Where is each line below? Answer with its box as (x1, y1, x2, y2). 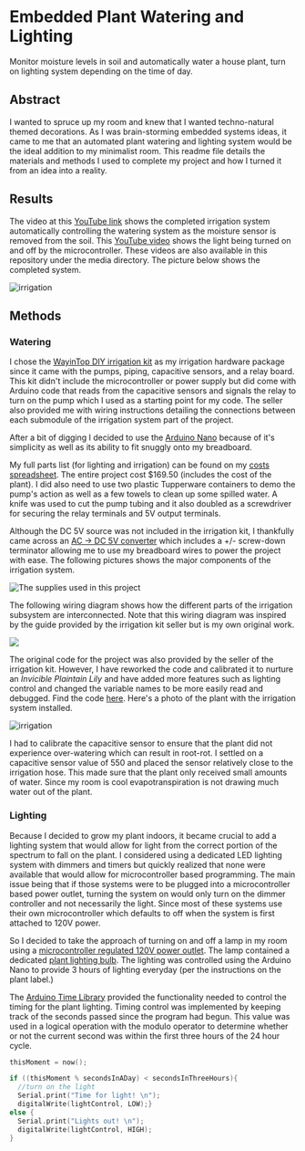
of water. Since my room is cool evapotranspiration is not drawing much (9, 777, 280, 788)
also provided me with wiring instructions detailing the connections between (9, 404, 296, 416)
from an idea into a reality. (9, 164, 107, 175)
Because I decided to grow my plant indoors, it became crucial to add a (9, 830, 277, 841)
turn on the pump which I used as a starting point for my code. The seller (9, 395, 283, 406)
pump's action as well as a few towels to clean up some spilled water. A (9, 488, 278, 499)
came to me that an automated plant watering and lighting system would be (9, 135, 293, 147)
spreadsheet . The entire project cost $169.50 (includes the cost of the (9, 469, 272, 480)
